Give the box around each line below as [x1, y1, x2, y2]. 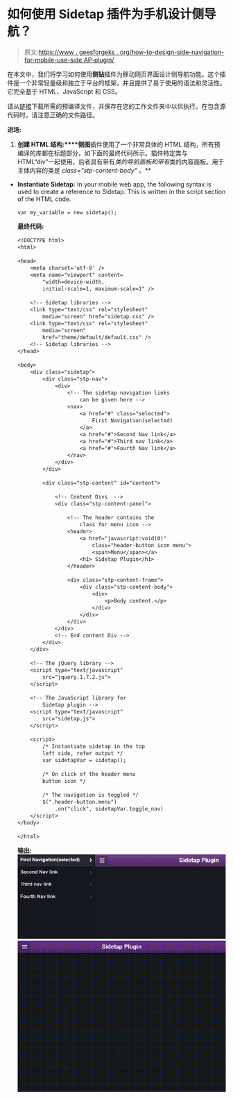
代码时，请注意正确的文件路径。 [7, 110, 98, 119]
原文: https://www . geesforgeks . [24, 48, 119, 56]
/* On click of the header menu [42, 770, 136, 777]
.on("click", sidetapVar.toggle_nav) [54, 805, 164, 812]
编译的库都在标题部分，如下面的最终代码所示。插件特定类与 [17, 148, 188, 157]
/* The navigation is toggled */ [42, 791, 139, 798]
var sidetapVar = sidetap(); [42, 756, 127, 763]
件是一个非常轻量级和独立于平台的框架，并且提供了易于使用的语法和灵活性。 [7, 78, 226, 87]
